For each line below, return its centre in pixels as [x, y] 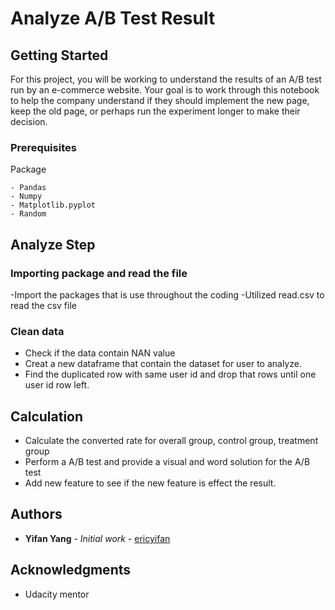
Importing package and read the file [99, 273]
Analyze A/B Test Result [113, 18]
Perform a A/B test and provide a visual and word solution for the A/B [167, 462]
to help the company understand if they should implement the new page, [160, 100]
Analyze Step [53, 244]
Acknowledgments [71, 570]
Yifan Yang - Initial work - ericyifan [97, 538]
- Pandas [28, 188]
